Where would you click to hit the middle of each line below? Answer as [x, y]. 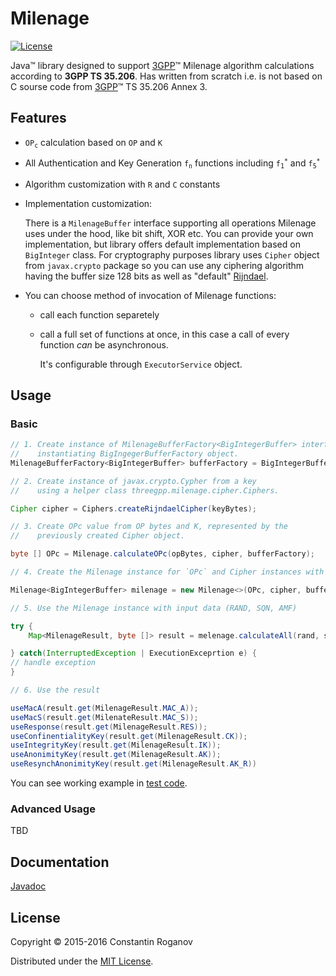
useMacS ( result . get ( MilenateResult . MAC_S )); [104, 717]
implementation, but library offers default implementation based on [162, 244]
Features [38, 118]
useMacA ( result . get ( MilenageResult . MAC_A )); [104, 708]
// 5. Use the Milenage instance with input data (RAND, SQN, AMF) [154, 608]
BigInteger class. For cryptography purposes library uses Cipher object [172, 254]
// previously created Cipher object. [98, 536]
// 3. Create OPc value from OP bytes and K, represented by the [149, 527]
